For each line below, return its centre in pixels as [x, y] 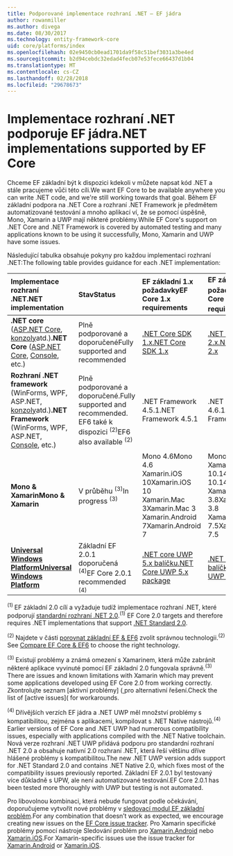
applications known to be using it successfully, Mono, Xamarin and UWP [111, 234]
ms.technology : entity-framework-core [63, 40]
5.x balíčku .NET [168, 563]
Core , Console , [35, 355]
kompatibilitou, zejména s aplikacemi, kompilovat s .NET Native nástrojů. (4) [114, 720]
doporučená [98, 563]
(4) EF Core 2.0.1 [105, 572]
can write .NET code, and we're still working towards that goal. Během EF [112, 197]
